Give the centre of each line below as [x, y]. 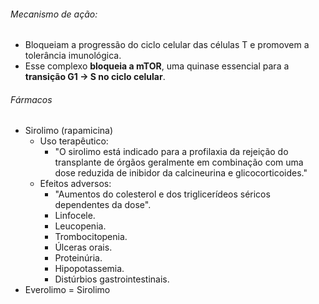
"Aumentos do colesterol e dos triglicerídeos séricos [162, 194]
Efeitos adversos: [75, 184]
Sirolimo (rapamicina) [69, 131]
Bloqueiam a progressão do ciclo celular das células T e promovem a [167, 45]
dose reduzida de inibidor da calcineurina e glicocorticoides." [181, 173]
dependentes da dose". [103, 205]
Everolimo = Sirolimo [67, 290]
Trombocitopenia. [91, 237]
